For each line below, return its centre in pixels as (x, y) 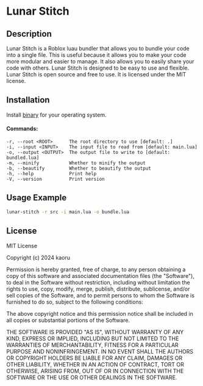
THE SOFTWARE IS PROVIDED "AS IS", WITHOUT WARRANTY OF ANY (95, 332)
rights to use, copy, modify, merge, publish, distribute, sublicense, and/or (98, 289)
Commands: (22, 129)
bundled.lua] (23, 158)
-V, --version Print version (55, 179)
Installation (28, 100)
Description (29, 34)
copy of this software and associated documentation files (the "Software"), (101, 275)
